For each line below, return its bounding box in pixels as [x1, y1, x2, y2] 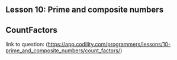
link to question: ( [5, 41, 48, 48]
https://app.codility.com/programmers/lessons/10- [47, 41, 171, 48]
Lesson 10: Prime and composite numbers [5, 5, 164, 15]
